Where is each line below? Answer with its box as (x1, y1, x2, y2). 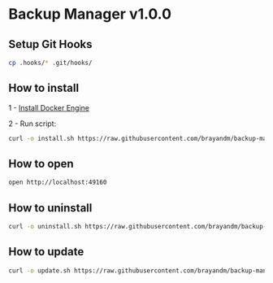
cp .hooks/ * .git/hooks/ (8, 59, 93, 67)
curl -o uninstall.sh (8, 223, 82, 231)
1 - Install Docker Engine (8, 102, 89, 112)
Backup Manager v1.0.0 (8, 5, 172, 24)
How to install (8, 81, 80, 95)
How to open (8, 156, 75, 171)
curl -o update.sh (8, 266, 71, 275)
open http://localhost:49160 (8, 178, 107, 187)
